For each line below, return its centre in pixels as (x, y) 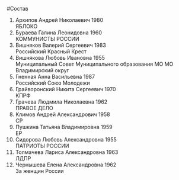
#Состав (17, 9)
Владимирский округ (42, 70)
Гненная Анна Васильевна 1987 (55, 77)
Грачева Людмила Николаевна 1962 (61, 102)
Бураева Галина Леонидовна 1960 (59, 33)
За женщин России (39, 171)
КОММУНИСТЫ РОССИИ (47, 39)
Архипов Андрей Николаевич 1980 (59, 20)
